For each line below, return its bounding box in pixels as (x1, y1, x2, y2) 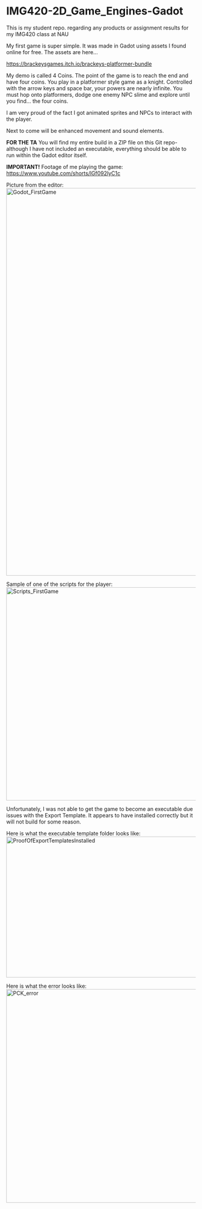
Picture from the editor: (6, 181, 64, 188)
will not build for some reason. (6, 818, 81, 825)
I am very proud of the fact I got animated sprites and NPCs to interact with (6, 109, 192, 116)
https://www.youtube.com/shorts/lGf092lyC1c (6, 170, 121, 177)
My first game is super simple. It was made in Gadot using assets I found (6, 42, 186, 49)
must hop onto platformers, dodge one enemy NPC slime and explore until (6, 91, 191, 98)
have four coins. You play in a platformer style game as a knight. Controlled (6, 78, 192, 85)
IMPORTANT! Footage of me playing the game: (6, 163, 123, 170)
